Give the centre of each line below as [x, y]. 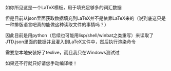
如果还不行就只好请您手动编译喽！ [41, 63]
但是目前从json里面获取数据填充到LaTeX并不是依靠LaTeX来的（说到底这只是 [85, 18]
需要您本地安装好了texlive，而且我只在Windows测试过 [62, 52]
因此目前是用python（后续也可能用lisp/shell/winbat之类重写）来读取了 [80, 35]
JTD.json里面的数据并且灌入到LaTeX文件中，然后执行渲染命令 [71, 42]
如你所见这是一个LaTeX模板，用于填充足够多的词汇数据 [64, 7]
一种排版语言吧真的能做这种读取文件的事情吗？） [57, 25]
